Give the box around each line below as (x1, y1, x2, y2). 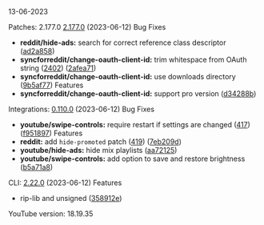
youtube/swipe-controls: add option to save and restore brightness (19, 154, 246, 163)
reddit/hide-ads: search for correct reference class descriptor (19, 38, 226, 47)
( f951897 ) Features (19, 128, 83, 138)
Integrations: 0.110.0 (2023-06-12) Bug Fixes (8, 104, 154, 114)
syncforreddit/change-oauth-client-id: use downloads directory (19, 72, 236, 81)
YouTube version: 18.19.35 (8, 209, 94, 219)
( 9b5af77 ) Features (19, 80, 84, 90)
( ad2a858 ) (19, 46, 55, 55)
